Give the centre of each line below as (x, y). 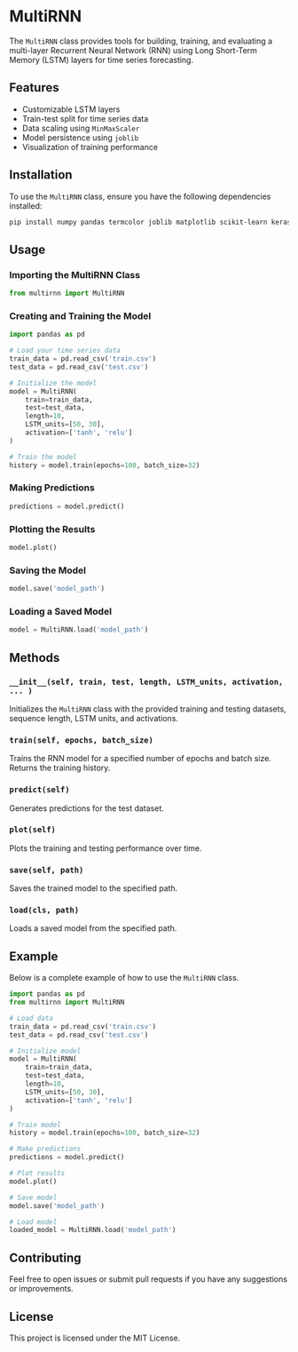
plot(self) (32, 830)
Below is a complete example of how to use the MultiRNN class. (124, 978)
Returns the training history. (60, 768)
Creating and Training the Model (80, 315)
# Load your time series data (65, 351)
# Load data (31, 1018)
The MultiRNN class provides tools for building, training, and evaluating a (141, 41)
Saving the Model (48, 570)
